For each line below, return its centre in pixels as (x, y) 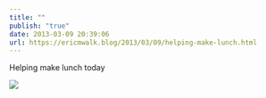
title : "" (28, 17)
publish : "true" (39, 26)
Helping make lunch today (57, 68)
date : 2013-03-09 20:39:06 (59, 34)
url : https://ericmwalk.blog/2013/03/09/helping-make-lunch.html (133, 42)
